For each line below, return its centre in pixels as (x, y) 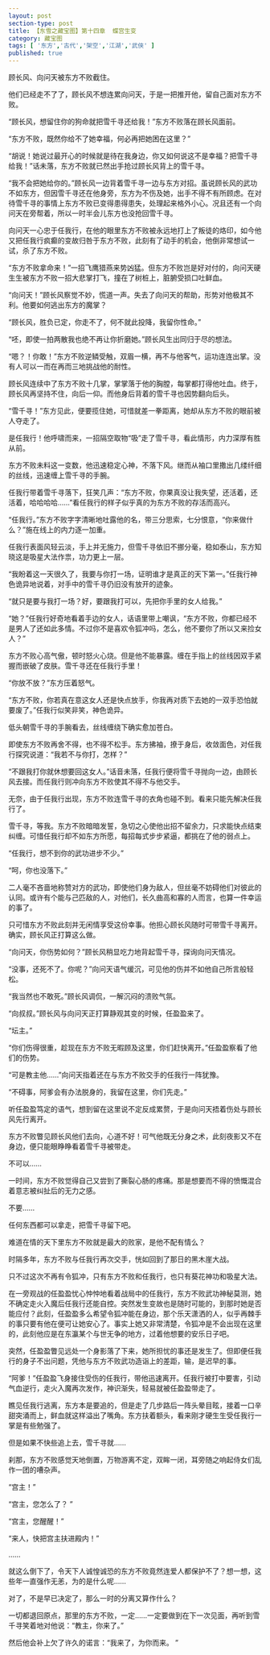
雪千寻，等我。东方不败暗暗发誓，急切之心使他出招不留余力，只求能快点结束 (135, 826)
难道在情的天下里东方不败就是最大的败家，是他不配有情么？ (107, 1242)
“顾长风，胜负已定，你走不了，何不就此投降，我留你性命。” (105, 322)
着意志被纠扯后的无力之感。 (54, 1191)
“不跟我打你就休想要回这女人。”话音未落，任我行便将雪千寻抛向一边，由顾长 (133, 771)
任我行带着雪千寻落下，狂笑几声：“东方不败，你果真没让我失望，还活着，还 (133, 492)
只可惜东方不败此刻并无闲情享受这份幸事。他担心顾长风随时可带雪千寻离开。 (135, 925)
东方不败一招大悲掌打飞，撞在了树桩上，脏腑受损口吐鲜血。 (128, 278)
